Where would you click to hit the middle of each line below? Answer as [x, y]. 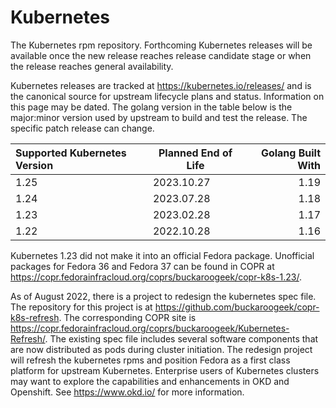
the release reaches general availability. [92, 66]
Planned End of [195, 153]
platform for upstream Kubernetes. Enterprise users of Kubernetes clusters [165, 370]
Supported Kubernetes [71, 153]
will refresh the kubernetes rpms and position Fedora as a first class [150, 360]
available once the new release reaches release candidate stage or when [161, 55]
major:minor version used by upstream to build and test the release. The [159, 117]
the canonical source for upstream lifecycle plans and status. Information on [167, 96]
